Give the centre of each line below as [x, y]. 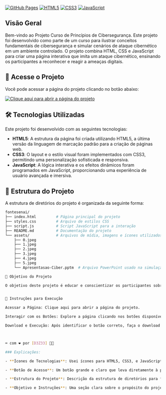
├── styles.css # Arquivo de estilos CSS [57, 222]
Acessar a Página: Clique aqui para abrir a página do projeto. [73, 308]
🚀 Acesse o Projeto [35, 77]
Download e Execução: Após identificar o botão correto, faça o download [83, 326]
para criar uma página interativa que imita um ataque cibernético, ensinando [83, 56]
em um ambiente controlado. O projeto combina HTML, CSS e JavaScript [80, 51]
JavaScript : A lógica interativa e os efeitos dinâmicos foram [73, 165]
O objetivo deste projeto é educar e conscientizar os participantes [78, 285]
